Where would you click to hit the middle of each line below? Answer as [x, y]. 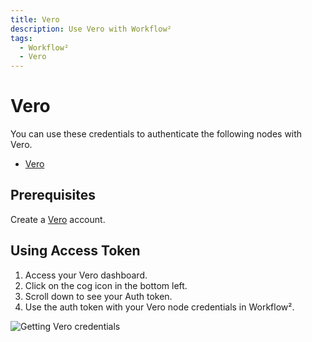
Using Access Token [75, 251]
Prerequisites [53, 195]
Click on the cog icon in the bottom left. [106, 285]
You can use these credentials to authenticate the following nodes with [156, 134]
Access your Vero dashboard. [86, 275]
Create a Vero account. [58, 219]
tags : [21, 38]
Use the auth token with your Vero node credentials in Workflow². [159, 307]
